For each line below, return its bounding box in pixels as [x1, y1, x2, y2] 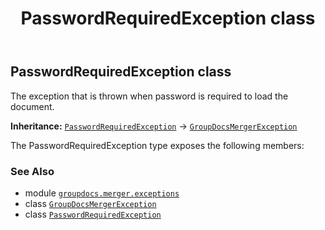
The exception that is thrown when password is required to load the [10, 90, 289, 102]
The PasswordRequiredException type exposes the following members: [10, 139, 305, 151]
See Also [10, 164, 55, 178]
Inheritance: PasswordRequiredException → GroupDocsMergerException [10, 120, 298, 132]
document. [10, 100, 55, 112]
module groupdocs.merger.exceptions [24, 187, 180, 199]
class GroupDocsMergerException [24, 197, 157, 209]
